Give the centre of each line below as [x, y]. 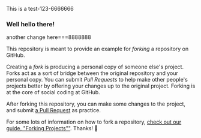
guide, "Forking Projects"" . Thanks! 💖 [52, 128]
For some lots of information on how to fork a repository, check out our [94, 122]
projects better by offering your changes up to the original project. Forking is [101, 86]
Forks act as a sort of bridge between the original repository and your [92, 73]
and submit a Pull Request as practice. [53, 110]
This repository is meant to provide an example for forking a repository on [97, 49]
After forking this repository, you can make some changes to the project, [96, 104]
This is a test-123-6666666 [40, 9]
